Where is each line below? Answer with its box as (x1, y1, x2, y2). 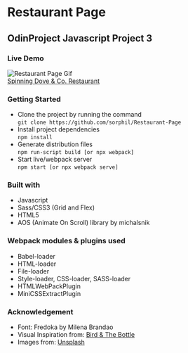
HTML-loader (17, 259, 57, 268)
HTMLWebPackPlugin (17, 282, 81, 290)
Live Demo (7, 53, 44, 63)
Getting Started (7, 94, 61, 104)
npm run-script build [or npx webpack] (17, 149, 135, 156)
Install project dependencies (17, 125, 100, 134)
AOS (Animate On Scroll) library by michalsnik (17, 219, 150, 227)
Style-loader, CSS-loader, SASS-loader (17, 274, 131, 283)
